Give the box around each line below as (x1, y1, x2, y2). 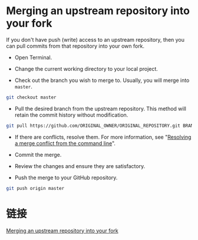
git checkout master (6, 94, 57, 100)
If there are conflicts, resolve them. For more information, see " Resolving (14, 133, 192, 140)
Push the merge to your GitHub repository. (14, 174, 118, 181)
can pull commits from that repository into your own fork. (6, 42, 145, 50)
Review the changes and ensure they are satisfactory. (14, 162, 146, 169)
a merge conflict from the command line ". (14, 140, 116, 147)
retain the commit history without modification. (14, 111, 128, 119)
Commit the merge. (14, 151, 62, 158)
